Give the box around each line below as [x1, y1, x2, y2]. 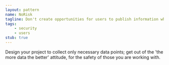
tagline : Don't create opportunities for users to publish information [5, 16, 158, 21]
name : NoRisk [5, 12, 33, 17]
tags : [5, 21, 17, 26]
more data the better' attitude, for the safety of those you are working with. [5, 54, 161, 60]
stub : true [5, 35, 28, 40]
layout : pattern [5, 7, 39, 12]
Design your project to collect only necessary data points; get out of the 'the [5, 48, 163, 55]
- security [14, 26, 37, 31]
